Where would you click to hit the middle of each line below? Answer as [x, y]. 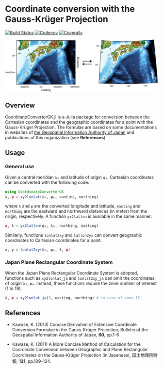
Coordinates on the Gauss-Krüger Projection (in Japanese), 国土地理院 [83, 355]
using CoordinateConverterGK [34, 192]
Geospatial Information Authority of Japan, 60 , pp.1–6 [66, 335]
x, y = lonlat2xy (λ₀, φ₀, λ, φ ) [38, 250]
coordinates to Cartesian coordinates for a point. [53, 241]
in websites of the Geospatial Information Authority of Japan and [70, 132]
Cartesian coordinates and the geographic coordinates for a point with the [79, 122]
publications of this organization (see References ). [56, 138]
